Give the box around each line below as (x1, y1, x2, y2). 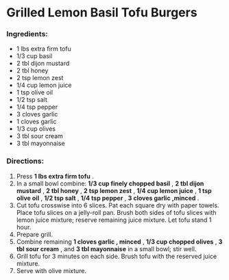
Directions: (6, 156, 45, 166)
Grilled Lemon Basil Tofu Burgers (6, 5, 197, 21)
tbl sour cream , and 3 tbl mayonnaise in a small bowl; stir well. (16, 244, 197, 253)
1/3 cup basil (16, 52, 53, 60)
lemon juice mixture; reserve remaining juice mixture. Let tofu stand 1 (16, 216, 212, 224)
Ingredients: (6, 29, 49, 39)
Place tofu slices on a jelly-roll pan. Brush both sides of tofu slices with (16, 208, 217, 216)
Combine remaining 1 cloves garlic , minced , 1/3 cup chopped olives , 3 (16, 238, 223, 246)
